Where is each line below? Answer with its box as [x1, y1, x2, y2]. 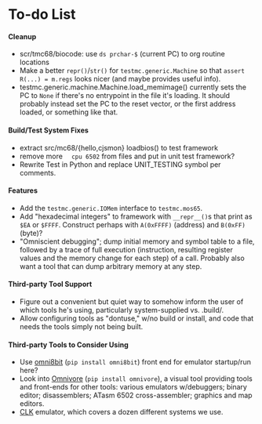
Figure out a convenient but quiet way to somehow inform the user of [19, 297, 244, 306]
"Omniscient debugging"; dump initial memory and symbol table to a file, [19, 237, 255, 246]
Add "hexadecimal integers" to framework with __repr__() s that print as [19, 212, 253, 221]
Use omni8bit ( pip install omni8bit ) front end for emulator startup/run [19, 357, 251, 367]
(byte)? [19, 228, 43, 237]
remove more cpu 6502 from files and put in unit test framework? [19, 151, 235, 161]
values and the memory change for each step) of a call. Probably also [19, 253, 245, 263]
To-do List [8, 5, 76, 24]
